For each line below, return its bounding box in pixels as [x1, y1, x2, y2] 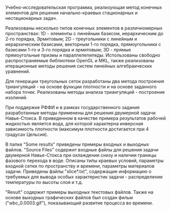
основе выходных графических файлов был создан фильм [5, 195, 133, 200]
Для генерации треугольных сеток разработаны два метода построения [5, 78, 164, 84]
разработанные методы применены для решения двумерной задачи [5, 110, 156, 116]
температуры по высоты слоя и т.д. [5, 179, 83, 185]
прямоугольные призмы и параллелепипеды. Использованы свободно [5, 52, 161, 58]
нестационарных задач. [5, 15, 57, 21]
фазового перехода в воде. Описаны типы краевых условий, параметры [5, 157, 164, 164]
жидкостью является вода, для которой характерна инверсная [5, 121, 144, 126]
